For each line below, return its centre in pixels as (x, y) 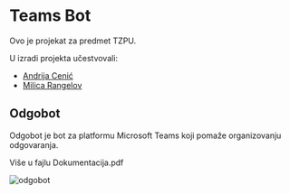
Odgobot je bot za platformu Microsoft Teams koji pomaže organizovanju (145, 135)
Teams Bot (50, 16)
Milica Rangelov (52, 85)
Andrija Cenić (48, 75)
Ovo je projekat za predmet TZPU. (73, 41)
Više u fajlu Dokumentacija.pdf (67, 162)
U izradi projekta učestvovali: (64, 58)
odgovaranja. (34, 144)
